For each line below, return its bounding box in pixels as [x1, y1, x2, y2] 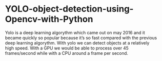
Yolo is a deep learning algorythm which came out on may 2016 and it [5, 30, 145, 35]
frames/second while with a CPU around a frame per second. [5, 50, 128, 56]
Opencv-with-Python [5, 14, 94, 25]
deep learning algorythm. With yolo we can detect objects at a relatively [5, 40, 150, 46]
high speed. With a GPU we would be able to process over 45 [5, 45, 129, 51]
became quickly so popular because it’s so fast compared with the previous [5, 35, 157, 41]
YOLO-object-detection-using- [5, 3, 134, 15]
